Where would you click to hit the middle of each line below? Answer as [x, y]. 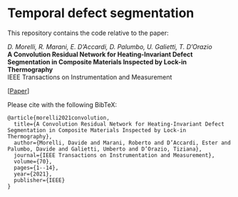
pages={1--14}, [36, 168]
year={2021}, [33, 174]
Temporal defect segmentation [101, 13]
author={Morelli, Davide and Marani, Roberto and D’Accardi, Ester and [123, 143]
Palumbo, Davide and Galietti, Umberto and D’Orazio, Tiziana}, [105, 149]
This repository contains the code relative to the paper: [88, 33]
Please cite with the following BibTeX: [62, 104]
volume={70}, [33, 161]
